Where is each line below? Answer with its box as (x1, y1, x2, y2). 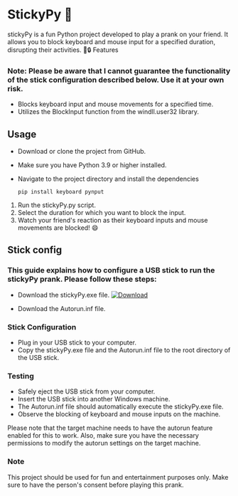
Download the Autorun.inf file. (17, 304, 106, 312)
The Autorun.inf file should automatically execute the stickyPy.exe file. (17, 402, 224, 411)
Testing (7, 371, 34, 381)
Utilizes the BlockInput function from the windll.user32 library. (17, 107, 200, 116)
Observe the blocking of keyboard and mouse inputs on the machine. (17, 410, 221, 418)
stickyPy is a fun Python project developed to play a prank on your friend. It (7, 30, 229, 38)
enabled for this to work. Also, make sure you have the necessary (7, 431, 199, 440)
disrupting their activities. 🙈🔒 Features (7, 46, 119, 54)
